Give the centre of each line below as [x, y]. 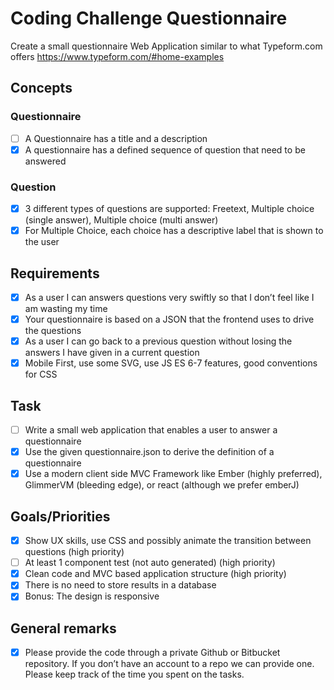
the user [42, 242]
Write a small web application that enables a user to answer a [151, 430]
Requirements [55, 273]
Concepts [41, 88]
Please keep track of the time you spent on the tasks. [134, 674]
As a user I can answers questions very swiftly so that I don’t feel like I [169, 297]
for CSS [41, 374]
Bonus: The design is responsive [92, 596]
